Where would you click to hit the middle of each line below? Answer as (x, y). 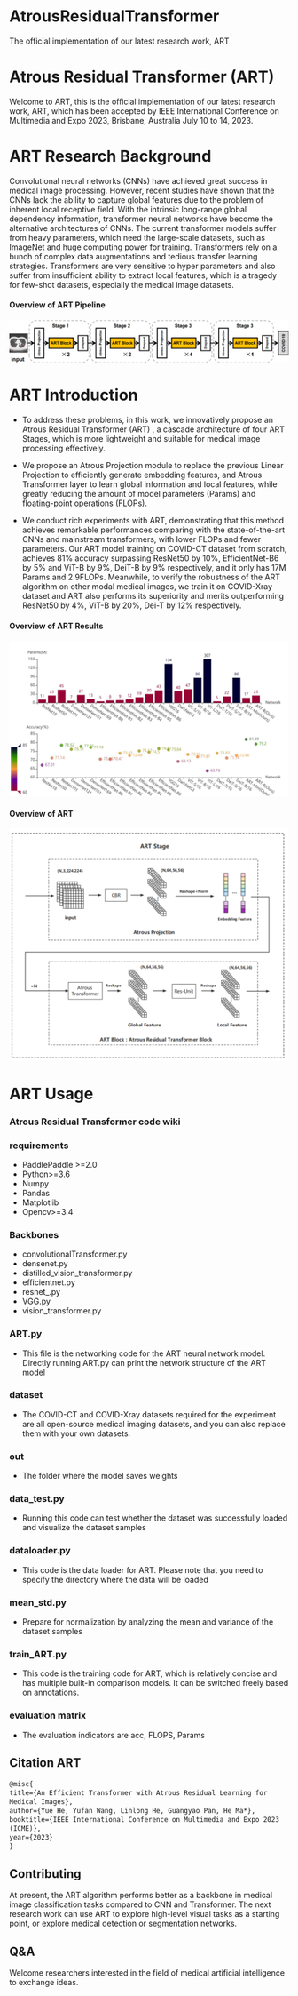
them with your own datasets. (76, 1433)
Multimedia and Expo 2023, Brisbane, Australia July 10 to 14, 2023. (131, 120)
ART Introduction (74, 395)
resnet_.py (41, 1292)
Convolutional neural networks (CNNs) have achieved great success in (138, 180)
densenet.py (45, 1264)
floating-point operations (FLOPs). (85, 503)
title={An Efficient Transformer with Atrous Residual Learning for (138, 1793)
